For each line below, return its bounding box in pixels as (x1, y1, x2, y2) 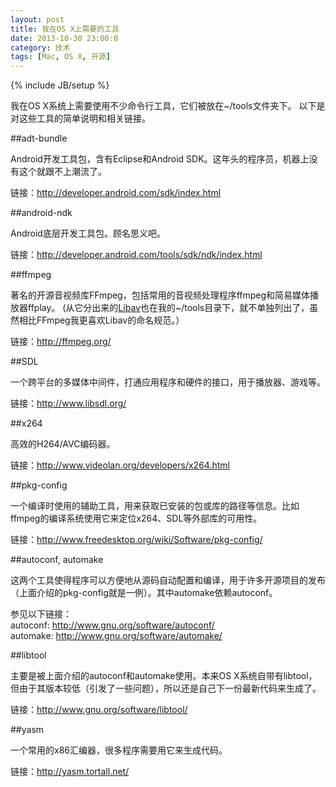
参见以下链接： (10, 608, 72, 620)
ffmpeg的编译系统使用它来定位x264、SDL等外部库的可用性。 (10, 512, 263, 525)
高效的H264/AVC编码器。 (10, 438, 116, 450)
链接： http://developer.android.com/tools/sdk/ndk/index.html (10, 249, 263, 261)
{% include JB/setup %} (10, 79, 110, 91)
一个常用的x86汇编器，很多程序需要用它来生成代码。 (10, 744, 228, 756)
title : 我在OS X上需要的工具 (10, 24, 120, 34)
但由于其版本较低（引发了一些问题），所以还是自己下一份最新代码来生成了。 (10, 682, 322, 695)
